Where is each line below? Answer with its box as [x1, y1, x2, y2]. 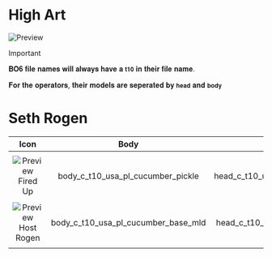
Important [8, 48, 41, 58]
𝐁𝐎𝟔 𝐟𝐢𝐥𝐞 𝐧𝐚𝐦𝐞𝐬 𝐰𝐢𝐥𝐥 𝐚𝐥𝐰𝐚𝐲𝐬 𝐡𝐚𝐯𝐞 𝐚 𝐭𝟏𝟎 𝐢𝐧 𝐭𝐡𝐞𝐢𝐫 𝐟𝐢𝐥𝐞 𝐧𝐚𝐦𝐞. [8, 63, 196, 74]
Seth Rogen [8, 109, 88, 127]
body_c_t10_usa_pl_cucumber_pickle [57, 170, 200, 182]
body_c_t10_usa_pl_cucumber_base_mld [51, 216, 206, 228]
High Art [8, 6, 66, 24]
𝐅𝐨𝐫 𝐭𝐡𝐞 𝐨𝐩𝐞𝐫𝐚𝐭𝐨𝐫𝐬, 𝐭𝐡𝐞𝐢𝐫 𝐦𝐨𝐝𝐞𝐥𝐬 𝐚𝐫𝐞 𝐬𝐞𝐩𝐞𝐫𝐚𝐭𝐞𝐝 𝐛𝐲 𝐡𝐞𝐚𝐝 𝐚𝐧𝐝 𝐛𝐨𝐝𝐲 [8, 79, 223, 90]
